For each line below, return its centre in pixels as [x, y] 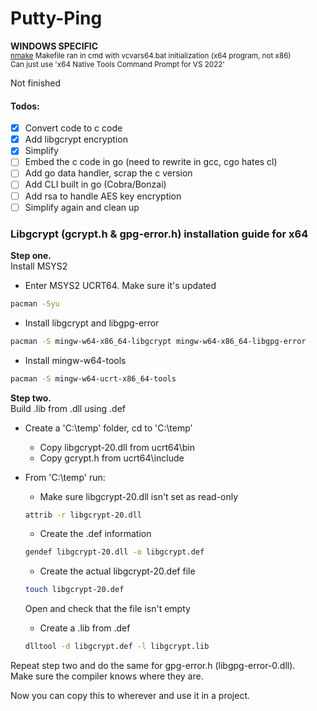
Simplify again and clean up [82, 207]
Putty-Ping [56, 18]
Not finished [36, 83]
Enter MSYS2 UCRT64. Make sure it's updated [120, 285]
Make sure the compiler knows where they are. [107, 676]
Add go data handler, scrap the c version [108, 173]
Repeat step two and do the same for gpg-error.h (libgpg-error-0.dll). [153, 666]
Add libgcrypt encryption [76, 139]
